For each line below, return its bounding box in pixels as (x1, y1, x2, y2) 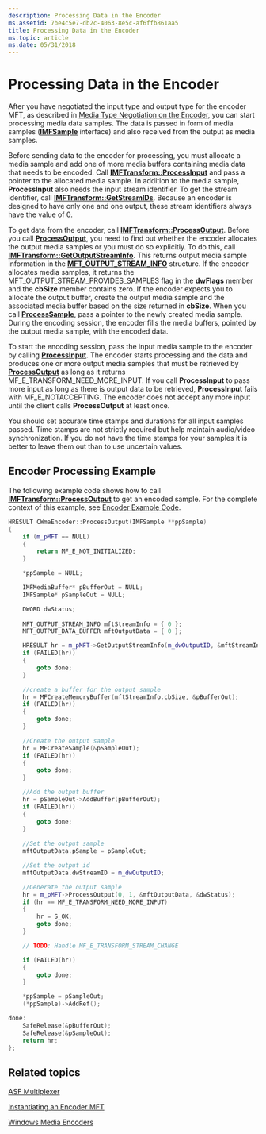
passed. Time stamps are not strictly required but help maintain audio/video (8, 425, 256, 434)
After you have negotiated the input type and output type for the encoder (8, 102, 247, 111)
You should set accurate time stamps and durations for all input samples (8, 416, 244, 426)
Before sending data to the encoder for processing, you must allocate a (8, 151, 241, 160)
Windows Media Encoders (8, 1117, 93, 1128)
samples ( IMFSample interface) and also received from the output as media (8, 127, 256, 137)
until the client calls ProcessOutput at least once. (8, 401, 170, 411)
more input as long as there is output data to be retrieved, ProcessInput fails (8, 384, 258, 394)
